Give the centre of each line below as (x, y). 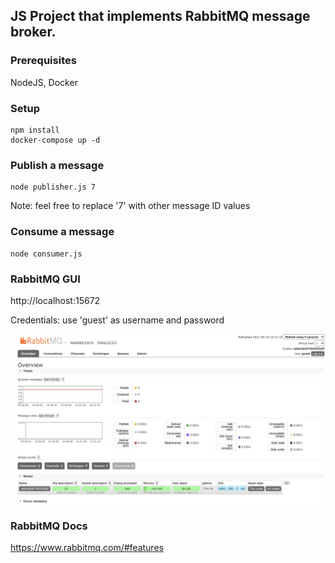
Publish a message (57, 165)
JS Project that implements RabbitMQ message (160, 16)
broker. (33, 32)
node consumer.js (46, 254)
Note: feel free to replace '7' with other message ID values (130, 206)
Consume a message (62, 232)
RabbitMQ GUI (45, 279)
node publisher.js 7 (53, 187)
